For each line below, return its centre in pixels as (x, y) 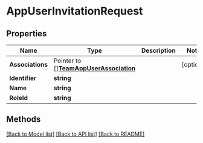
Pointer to (67, 61)
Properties (27, 34)
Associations (29, 65)
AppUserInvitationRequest (75, 11)
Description (159, 51)
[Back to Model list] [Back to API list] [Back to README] (76, 134)
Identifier (23, 78)
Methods (24, 119)
